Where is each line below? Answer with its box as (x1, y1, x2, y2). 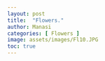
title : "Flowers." (7, 17, 64, 24)
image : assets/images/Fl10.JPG (7, 36, 99, 43)
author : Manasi (7, 23, 52, 30)
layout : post (7, 10, 45, 18)
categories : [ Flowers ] (7, 29, 80, 37)
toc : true (7, 43, 36, 50)
